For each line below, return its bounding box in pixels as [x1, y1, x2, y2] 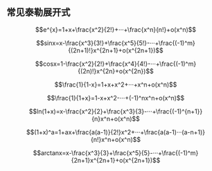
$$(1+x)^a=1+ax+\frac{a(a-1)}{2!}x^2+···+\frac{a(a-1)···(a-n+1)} [26, 127, 206, 136]
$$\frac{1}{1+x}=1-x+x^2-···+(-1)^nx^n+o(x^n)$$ [46, 93, 185, 102]
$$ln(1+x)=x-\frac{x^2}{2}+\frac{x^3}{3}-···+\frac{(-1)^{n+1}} [28, 107, 203, 116]
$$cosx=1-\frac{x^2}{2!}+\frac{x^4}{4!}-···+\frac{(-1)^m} [35, 60, 197, 68]
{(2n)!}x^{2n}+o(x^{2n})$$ [78, 66, 154, 75]
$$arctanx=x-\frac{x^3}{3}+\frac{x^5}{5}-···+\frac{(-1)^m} [33, 148, 199, 157]
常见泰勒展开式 [6, 6, 71, 19]
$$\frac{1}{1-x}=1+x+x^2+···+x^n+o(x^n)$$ [54, 80, 177, 89]
